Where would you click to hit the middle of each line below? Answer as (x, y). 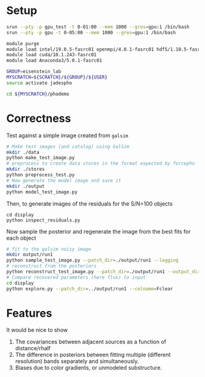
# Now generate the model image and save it (64, 181)
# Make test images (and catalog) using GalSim (68, 146)
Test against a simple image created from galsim (67, 135)
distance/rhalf (33, 348)
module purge (23, 43)
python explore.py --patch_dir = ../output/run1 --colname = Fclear (90, 289)
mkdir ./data (23, 152)
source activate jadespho (39, 83)
